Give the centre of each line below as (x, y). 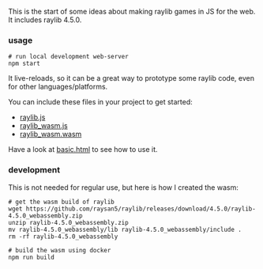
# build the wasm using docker (60, 250)
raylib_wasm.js (44, 126)
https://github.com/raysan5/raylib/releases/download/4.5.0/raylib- (141, 209)
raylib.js (32, 117)
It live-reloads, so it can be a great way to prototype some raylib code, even (131, 78)
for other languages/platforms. (58, 87)
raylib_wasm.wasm (51, 134)
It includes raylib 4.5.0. (45, 20)
